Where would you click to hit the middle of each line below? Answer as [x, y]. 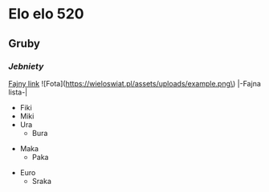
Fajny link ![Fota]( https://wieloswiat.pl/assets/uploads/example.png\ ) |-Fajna [134, 83]
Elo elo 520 [46, 14]
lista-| [18, 92]
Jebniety [26, 66]
